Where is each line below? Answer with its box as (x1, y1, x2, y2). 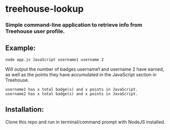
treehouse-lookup (5, 3, 84, 15)
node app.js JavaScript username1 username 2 (5, 57, 104, 62)
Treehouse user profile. (5, 28, 65, 35)
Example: (5, 44, 36, 52)
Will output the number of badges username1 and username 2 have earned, (5, 66, 164, 72)
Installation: (5, 105, 44, 114)
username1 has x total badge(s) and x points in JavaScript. (5, 86, 138, 92)
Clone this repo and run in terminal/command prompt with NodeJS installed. (5, 119, 165, 125)
